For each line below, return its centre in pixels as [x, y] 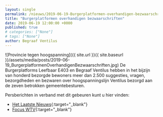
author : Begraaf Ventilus [31, 41]
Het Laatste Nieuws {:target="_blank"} [50, 104]
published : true [21, 28]
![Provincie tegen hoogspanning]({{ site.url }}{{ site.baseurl [64, 55]
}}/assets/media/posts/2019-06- [38, 60]
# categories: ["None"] [29, 32]
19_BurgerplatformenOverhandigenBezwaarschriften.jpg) [62, 65]
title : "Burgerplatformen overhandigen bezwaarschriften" [65, 18]
